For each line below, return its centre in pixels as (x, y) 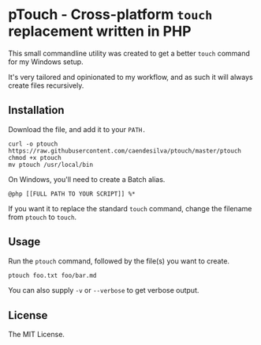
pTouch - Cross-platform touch (110, 15)
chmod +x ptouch (35, 157)
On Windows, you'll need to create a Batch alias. (87, 179)
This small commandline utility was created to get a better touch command (129, 53)
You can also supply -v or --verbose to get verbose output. (104, 290)
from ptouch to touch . (43, 217)
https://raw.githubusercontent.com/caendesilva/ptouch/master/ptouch (125, 151)
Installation (36, 110)
